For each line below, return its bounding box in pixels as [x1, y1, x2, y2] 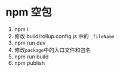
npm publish [14, 59, 45, 66]
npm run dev [14, 39, 46, 46]
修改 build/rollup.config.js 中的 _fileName [14, 32, 115, 39]
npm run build [14, 53, 49, 60]
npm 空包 [5, 5, 52, 19]
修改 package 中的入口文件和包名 [14, 46, 91, 54]
